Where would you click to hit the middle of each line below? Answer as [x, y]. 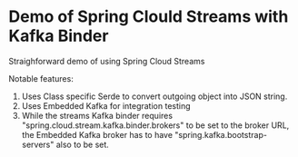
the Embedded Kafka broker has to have [97, 134]
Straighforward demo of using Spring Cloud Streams [107, 61]
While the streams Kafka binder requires [97, 115]
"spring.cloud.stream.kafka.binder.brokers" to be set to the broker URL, [155, 125]
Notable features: [41, 78]
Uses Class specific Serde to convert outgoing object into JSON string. [154, 96]
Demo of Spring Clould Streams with [149, 17]
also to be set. [83, 144]
